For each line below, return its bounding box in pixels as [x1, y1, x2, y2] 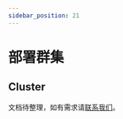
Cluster [8, 80, 46, 94]
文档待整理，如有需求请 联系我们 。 [8, 102, 120, 112]
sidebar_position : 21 [8, 11, 80, 20]
